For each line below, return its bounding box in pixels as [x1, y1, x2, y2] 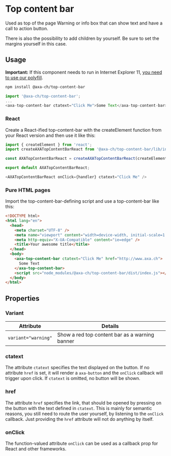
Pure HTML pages [5, 186, 51, 194]
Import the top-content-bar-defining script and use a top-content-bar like [5, 198, 159, 204]
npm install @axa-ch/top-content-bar [5, 84, 85, 89]
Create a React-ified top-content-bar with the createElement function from [5, 127, 162, 133]
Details [101, 323, 119, 330]
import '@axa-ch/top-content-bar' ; [5, 93, 81, 99]
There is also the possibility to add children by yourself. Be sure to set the [5, 35, 159, 41]
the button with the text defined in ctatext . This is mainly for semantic [5, 405, 152, 411]
